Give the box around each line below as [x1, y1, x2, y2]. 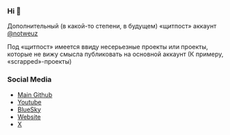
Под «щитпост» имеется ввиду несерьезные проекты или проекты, [7, 43, 208, 51]
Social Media [7, 75, 52, 84]
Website [17, 112, 42, 120]
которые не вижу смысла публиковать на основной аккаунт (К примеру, [7, 50, 224, 58]
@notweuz [7, 29, 38, 37]
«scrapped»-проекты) [7, 57, 72, 66]
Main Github [17, 90, 53, 99]
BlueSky [17, 105, 42, 114]
